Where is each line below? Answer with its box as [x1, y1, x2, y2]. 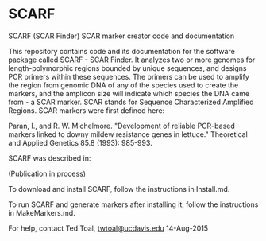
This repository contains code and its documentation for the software [8, 46, 236, 56]
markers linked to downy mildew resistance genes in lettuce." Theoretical [8, 129, 248, 139]
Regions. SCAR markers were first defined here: [8, 105, 165, 115]
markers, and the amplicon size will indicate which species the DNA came [8, 88, 250, 98]
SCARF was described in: [8, 153, 91, 163]
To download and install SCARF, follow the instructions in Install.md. [8, 184, 230, 193]
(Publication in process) [8, 169, 86, 178]
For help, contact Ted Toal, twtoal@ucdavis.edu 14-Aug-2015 [8, 224, 209, 233]
